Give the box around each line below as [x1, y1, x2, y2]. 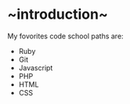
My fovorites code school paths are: [7, 31, 124, 41]
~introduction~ [7, 5, 109, 23]
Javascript [18, 63, 53, 72]
